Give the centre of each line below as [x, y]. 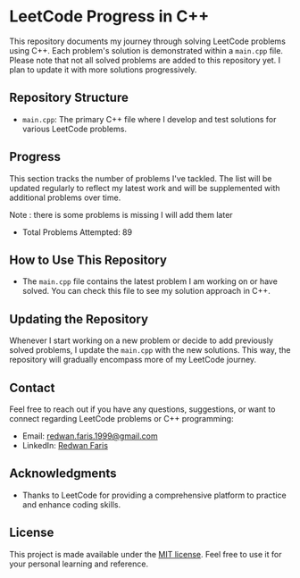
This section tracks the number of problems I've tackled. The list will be [141, 178]
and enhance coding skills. [71, 504]
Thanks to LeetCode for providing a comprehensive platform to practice [154, 495]
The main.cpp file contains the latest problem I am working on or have [150, 281]
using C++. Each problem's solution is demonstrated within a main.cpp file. [146, 50]
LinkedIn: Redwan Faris [65, 445]
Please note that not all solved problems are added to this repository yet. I [145, 60]
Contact [32, 387]
